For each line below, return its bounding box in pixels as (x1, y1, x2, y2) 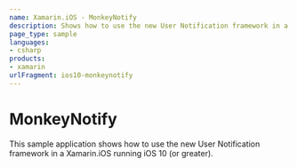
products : (9, 54, 46, 63)
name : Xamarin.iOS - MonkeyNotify (9, 12, 138, 22)
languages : (9, 37, 50, 47)
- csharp (9, 46, 42, 55)
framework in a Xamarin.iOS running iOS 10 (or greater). (9, 147, 213, 158)
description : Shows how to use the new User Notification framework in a (9, 21, 289, 30)
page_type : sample (9, 29, 77, 38)
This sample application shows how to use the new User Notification (9, 139, 261, 149)
